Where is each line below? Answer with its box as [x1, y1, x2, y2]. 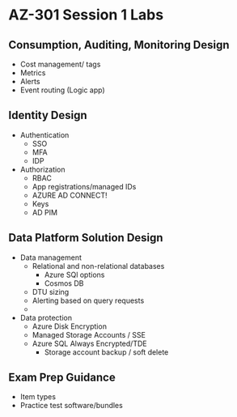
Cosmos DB [44, 278, 84, 288]
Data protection [19, 313, 73, 322]
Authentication [19, 130, 70, 139]
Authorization [19, 164, 66, 174]
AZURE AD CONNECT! [32, 190, 108, 200]
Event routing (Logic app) [19, 85, 105, 95]
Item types [19, 392, 57, 402]
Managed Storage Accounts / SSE [32, 330, 146, 339]
